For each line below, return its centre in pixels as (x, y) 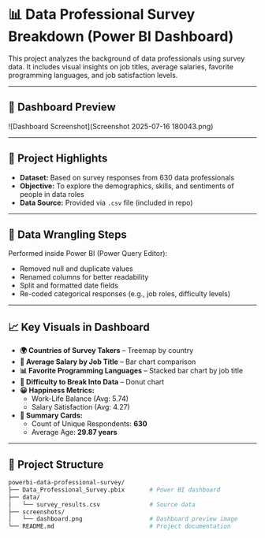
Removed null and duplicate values (76, 269)
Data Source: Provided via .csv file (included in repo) (106, 202)
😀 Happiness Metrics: (57, 391)
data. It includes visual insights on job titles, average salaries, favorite (121, 66)
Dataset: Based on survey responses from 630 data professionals (127, 177)
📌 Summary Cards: (51, 416)
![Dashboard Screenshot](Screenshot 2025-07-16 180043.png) (111, 126)
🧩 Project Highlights (58, 159)
